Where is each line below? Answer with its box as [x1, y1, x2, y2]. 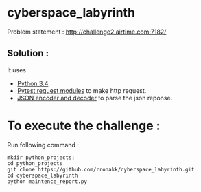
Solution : [7, 47, 49, 59]
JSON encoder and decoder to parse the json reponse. [16, 94, 173, 102]
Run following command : [7, 140, 79, 149]
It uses [7, 65, 26, 74]
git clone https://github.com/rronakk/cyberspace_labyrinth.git [7, 166, 195, 173]
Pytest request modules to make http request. [16, 86, 147, 94]
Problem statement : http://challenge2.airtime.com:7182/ [7, 28, 167, 36]
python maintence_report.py [7, 178, 88, 185]
